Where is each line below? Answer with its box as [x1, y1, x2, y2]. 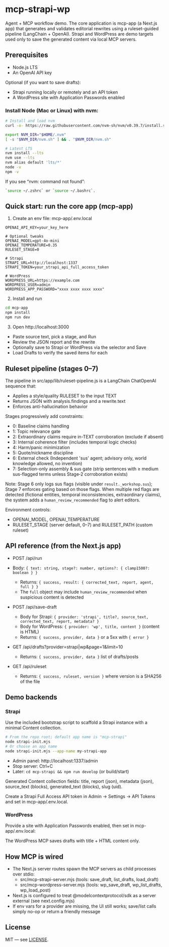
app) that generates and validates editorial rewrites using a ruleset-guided [5, 25, 159, 31]
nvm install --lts [5, 151, 44, 156]
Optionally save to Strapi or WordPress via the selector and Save [12, 344, 147, 350]
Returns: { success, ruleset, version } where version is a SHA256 [20, 673, 162, 679]
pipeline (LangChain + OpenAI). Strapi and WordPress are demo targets [5, 31, 153, 37]
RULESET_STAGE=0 [5, 247, 39, 252]
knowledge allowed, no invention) [12, 460, 82, 466]
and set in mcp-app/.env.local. [5, 798, 68, 805]
